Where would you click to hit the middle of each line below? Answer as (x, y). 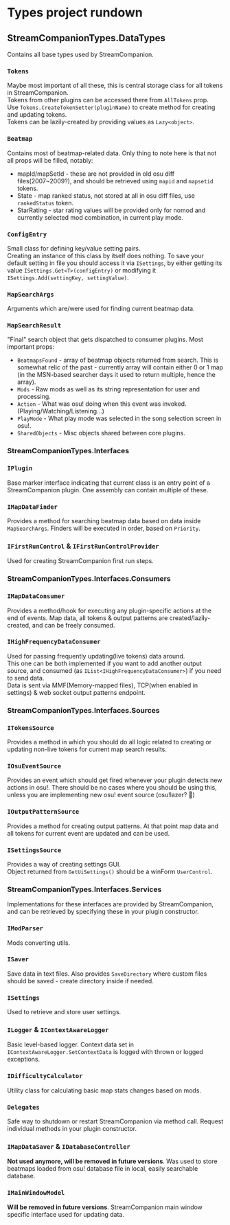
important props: (31, 347)
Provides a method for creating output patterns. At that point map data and (113, 826)
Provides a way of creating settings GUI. (64, 864)
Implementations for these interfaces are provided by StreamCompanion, (111, 904)
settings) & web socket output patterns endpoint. (76, 692)
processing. (34, 397)
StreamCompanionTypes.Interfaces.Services (84, 889)
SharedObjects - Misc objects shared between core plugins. (101, 433)
